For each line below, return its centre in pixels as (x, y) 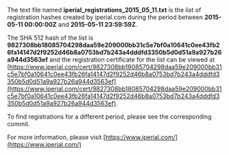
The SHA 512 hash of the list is (50, 38)
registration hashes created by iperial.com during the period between (105, 17)
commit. (19, 124)
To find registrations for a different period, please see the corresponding (109, 117)
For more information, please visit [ (57, 137)
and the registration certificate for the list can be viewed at (132, 60)
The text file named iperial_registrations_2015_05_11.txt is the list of (104, 10)
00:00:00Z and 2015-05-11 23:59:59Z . (81, 24)
